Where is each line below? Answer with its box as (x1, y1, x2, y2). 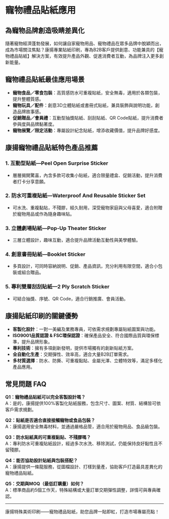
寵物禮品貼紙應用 (5, 5, 76, 16)
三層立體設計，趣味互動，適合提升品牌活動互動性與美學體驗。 (12, 237, 141, 243)
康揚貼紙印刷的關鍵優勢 (5, 312, 78, 321)
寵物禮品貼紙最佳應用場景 (5, 75, 84, 84)
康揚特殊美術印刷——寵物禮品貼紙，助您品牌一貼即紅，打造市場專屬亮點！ (5, 508, 159, 515)
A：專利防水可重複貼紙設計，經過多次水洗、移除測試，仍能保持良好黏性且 (5, 441, 158, 447)
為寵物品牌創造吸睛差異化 (5, 26, 84, 35)
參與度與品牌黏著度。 (12, 121, 57, 127)
